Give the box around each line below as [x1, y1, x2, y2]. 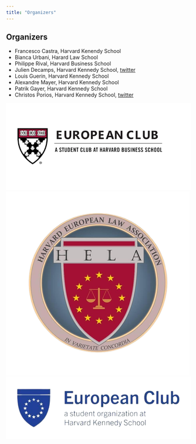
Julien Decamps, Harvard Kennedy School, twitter [14, 67, 136, 74]
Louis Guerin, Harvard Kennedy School [14, 72, 109, 79]
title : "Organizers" [6, 9, 57, 15]
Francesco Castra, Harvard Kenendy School [14, 48, 121, 55]
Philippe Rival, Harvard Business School [14, 60, 111, 67]
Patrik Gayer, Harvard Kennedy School [14, 85, 108, 92]
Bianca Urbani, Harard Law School [14, 54, 99, 61]
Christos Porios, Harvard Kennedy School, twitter [14, 91, 134, 98]
